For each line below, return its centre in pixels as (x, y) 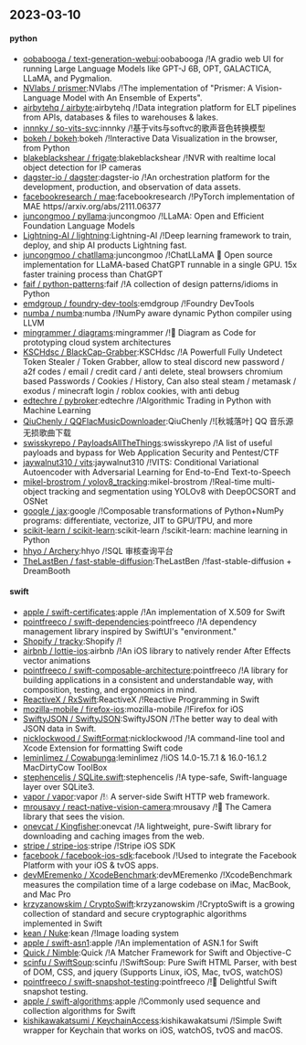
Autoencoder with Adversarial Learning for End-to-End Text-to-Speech (157, 472)
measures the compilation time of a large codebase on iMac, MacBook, (157, 884)
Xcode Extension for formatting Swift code (103, 748)
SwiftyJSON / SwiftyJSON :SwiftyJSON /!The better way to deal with (150, 719)
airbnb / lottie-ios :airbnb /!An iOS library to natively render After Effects (157, 650)
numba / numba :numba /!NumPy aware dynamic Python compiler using (157, 313)
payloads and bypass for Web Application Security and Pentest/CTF (151, 453)
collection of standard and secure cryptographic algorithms (135, 913)
